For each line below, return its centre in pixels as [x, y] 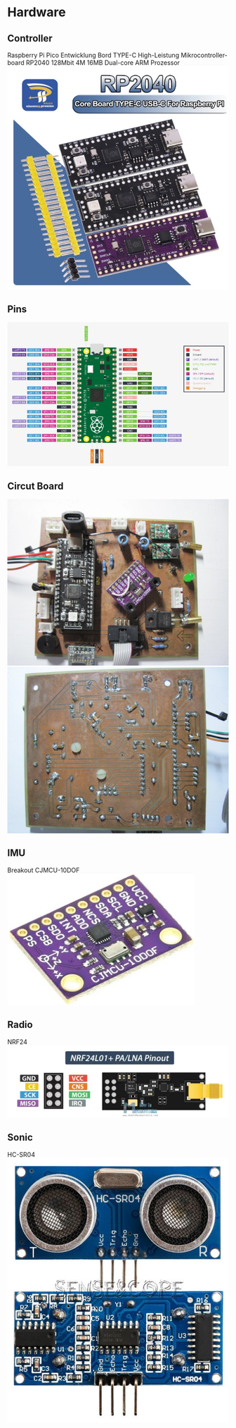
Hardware [37, 12]
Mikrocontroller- [204, 55]
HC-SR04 [21, 1154]
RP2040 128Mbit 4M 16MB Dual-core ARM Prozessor [103, 63]
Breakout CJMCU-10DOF [44, 870]
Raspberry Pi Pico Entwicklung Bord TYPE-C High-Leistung [93, 55]
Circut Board [35, 486]
